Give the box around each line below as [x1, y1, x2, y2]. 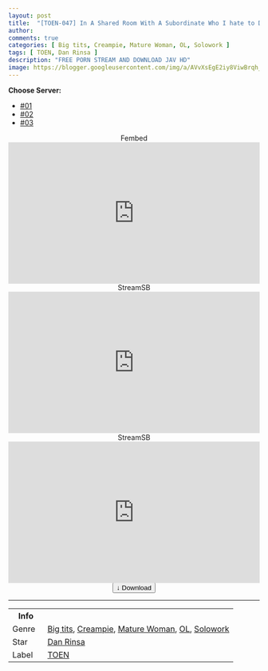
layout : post [8, 11, 52, 20]
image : [8, 64, 30, 72]
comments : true [8, 33, 59, 42]
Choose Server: [8, 85, 62, 95]
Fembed [120, 133, 148, 143]
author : [8, 26, 34, 34]
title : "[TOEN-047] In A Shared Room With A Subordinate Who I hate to [8, 19, 255, 27]
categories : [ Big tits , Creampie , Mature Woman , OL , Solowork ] [8, 41, 230, 49]
